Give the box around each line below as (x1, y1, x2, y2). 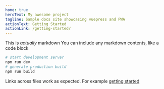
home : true (5, 7, 28, 13)
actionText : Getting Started (5, 21, 67, 27)
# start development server (5, 55, 65, 60)
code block (5, 45, 29, 51)
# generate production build (5, 64, 67, 69)
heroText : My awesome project (5, 12, 69, 17)
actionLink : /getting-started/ (5, 26, 71, 31)
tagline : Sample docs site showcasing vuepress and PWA (5, 17, 125, 22)
